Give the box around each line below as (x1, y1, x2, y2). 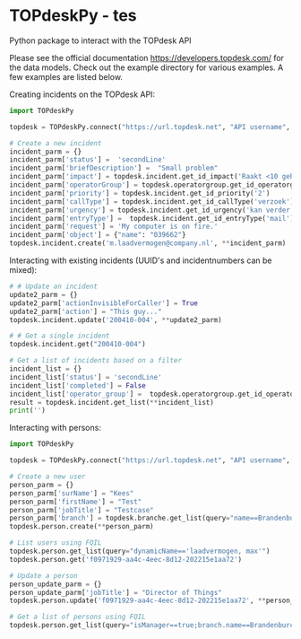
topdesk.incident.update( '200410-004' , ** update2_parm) (9, 315, 222, 324)
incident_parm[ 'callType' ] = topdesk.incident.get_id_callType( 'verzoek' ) (9, 197, 295, 206)
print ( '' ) (9, 406, 47, 416)
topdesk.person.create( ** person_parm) (9, 522, 154, 531)
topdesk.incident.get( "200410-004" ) (9, 340, 146, 349)
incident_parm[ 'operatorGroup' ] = (9, 180, 139, 189)
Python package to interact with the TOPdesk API (9, 35, 192, 46)
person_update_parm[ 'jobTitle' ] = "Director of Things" (9, 588, 222, 597)
